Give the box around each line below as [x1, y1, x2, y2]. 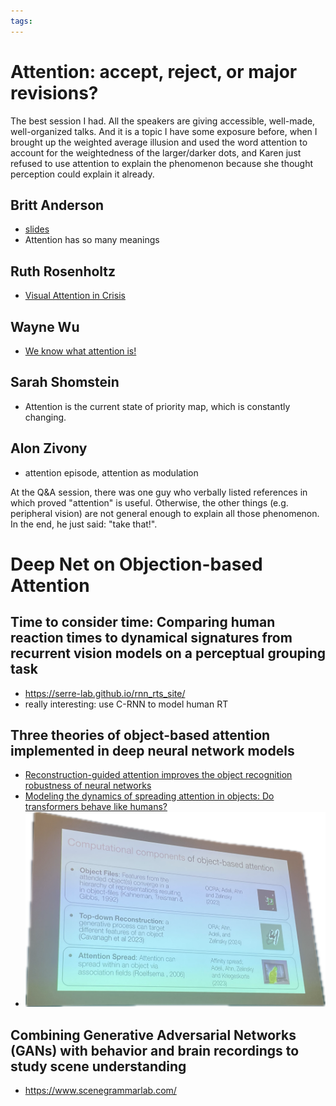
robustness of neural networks [24, 780, 152, 792]
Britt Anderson [10, 196, 105, 214]
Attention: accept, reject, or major [10, 60, 298, 83]
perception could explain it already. [10, 168, 155, 180]
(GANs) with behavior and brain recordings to [10, 1042, 300, 1059]
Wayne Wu [10, 318, 80, 335]
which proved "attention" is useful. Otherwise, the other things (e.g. [10, 496, 289, 509]
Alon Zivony [10, 440, 88, 457]
